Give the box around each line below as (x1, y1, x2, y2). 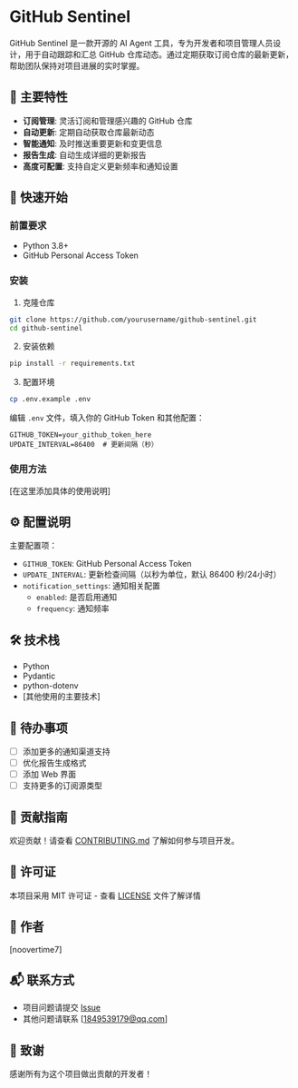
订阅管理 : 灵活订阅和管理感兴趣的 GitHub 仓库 (22, 115, 193, 126)
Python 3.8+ (22, 241, 70, 252)
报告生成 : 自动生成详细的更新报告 (22, 149, 147, 160)
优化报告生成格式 (22, 757, 87, 768)
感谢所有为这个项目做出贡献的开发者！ (9, 1069, 152, 1080)
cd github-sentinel (9, 323, 83, 332)
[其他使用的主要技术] (22, 691, 101, 702)
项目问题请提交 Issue (22, 1002, 101, 1014)
